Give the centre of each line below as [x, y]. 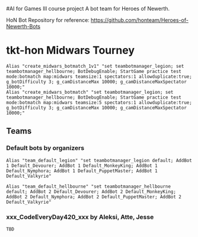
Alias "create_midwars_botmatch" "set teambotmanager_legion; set [90, 92]
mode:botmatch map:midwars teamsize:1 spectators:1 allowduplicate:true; [99, 77]
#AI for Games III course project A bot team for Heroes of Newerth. [88, 9]
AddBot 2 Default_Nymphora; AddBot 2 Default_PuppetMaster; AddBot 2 [94, 197]
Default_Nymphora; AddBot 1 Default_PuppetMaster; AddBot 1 [82, 171]
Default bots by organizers [45, 148]
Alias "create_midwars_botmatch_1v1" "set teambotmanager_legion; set [95, 66]
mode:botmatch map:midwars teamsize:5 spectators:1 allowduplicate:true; [99, 102]
